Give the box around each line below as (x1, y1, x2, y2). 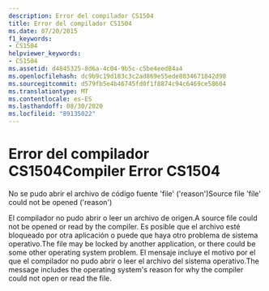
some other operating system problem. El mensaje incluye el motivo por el (8, 247, 256, 257)
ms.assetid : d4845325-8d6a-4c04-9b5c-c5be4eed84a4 (8, 65, 183, 73)
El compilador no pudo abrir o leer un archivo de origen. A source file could (8, 212, 258, 223)
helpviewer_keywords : (8, 49, 82, 58)
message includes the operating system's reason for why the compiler (8, 264, 244, 274)
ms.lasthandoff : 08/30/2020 (8, 102, 104, 110)
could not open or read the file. (8, 273, 112, 283)
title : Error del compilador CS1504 (8, 19, 132, 28)
